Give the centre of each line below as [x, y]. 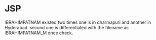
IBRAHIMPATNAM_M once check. [39, 33]
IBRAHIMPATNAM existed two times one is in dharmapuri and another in [78, 22]
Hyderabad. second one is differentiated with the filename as [67, 27]
